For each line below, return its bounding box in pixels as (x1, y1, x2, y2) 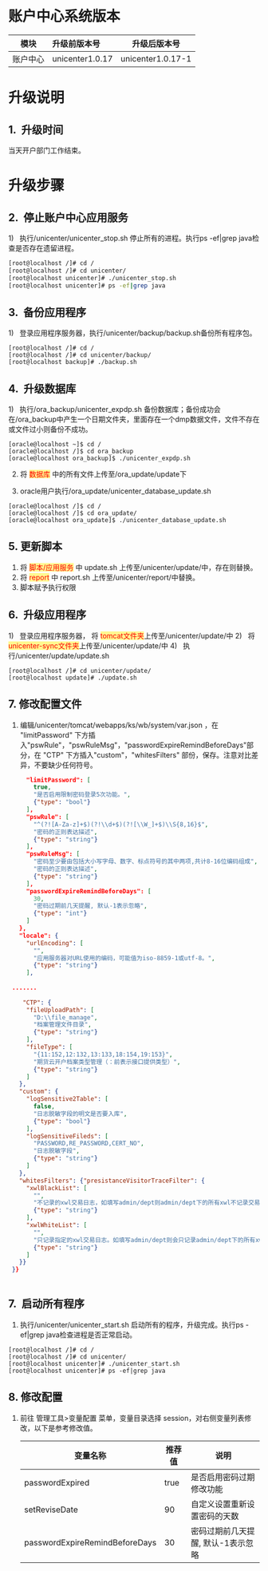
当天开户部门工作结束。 (8, 145, 85, 155)
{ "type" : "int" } (33, 909, 88, 918)
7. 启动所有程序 (8, 1297, 85, 1311)
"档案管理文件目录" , (33, 1021, 92, 1029)
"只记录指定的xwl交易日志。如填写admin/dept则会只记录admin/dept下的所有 (33, 1236, 256, 1244)
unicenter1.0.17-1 (120, 53, 192, 64)
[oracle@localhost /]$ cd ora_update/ (8, 509, 137, 517)
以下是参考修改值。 (33, 1423, 97, 1433)
